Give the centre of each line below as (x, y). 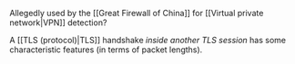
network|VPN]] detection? (58, 23)
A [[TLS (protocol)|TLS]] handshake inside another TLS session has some (148, 40)
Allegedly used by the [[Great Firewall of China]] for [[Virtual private (137, 13)
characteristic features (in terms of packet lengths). (106, 50)
